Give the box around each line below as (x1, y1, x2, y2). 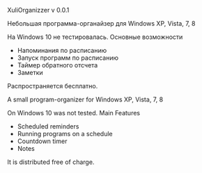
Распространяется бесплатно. (7, 82, 98, 90)
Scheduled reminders (17, 122, 79, 131)
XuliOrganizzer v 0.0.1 (7, 6, 70, 14)
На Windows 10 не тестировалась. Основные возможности (7, 33, 183, 41)
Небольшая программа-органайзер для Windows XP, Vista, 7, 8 (7, 19, 196, 27)
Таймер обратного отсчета (17, 61, 98, 69)
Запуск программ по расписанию (17, 53, 118, 62)
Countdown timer (17, 137, 68, 145)
